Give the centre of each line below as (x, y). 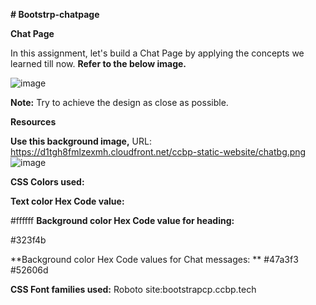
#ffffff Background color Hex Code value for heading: (122, 220)
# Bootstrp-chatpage (55, 14)
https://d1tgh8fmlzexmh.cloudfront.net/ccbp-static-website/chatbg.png (158, 152)
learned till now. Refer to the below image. (98, 63)
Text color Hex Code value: (67, 201)
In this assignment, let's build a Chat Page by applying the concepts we (157, 53)
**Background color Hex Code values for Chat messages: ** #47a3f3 (154, 259)
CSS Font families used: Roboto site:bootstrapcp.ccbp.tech (133, 289)
